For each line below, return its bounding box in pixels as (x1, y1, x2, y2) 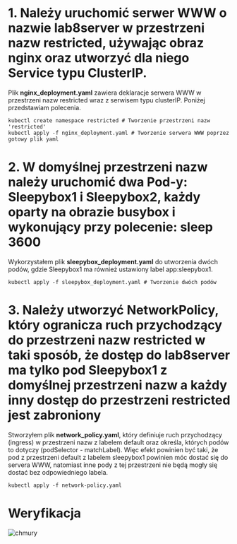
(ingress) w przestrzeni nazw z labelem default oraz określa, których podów (8, 438, 229, 447)
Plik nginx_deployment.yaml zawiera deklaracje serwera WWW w (8, 88, 202, 97)
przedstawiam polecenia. (8, 103, 82, 112)
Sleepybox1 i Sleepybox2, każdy (8, 189, 201, 206)
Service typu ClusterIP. (8, 65, 147, 81)
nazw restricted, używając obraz (8, 35, 204, 51)
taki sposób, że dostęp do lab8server (8, 348, 231, 363)
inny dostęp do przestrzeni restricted (8, 392, 231, 408)
